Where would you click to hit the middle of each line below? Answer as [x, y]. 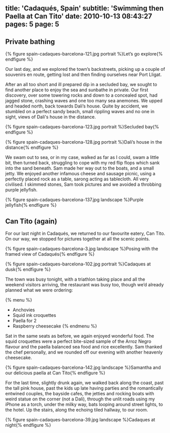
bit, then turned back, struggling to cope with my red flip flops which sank [82, 163]
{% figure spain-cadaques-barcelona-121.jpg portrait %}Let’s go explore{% [84, 54]
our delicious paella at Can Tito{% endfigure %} [55, 373]
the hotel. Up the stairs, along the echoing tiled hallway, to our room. [77, 410]
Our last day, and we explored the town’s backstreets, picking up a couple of [85, 69]
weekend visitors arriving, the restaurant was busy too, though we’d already [84, 285]
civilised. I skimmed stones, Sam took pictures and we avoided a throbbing [83, 184]
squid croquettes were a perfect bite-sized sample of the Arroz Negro [78, 341]
